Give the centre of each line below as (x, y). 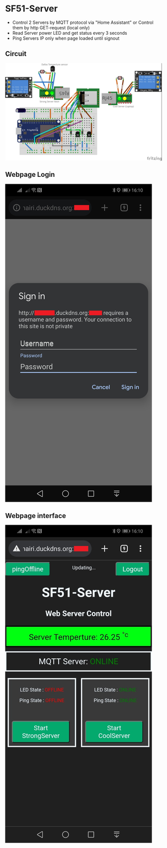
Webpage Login (30, 175)
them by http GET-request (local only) (51, 27)
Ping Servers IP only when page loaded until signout (66, 38)
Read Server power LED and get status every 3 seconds (70, 33)
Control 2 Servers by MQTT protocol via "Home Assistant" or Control (83, 22)
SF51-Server (32, 9)
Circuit (16, 54)
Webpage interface (36, 515)
